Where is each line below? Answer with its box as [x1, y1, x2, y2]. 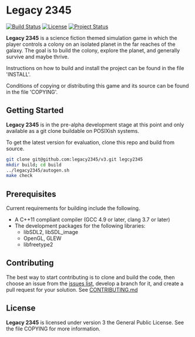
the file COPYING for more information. [6, 325, 101, 332]
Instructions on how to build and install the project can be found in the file [6, 64, 184, 71]
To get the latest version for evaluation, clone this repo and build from [6, 139, 175, 146]
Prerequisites [6, 189, 56, 199]
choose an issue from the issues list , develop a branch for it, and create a [6, 280, 184, 287]
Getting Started [6, 105, 64, 115]
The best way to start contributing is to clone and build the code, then [6, 273, 175, 281]
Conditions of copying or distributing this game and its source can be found [6, 82, 189, 89]
